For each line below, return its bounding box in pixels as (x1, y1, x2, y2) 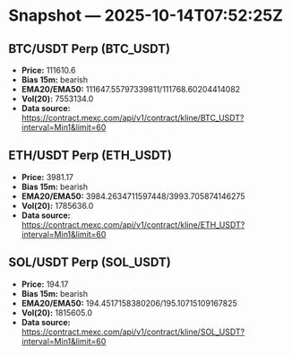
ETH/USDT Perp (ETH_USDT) (8, 148, 172, 163)
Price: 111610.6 (21, 65, 76, 75)
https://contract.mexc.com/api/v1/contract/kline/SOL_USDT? (21, 326, 245, 337)
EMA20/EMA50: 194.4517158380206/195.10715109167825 (21, 298, 238, 308)
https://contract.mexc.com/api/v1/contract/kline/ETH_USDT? (21, 219, 245, 229)
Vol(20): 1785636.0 (21, 200, 94, 211)
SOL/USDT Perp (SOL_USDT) (8, 255, 171, 270)
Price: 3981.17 (21, 171, 73, 182)
